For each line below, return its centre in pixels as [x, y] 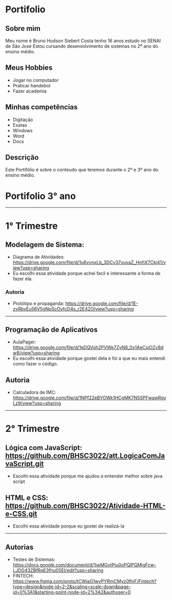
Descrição [22, 158]
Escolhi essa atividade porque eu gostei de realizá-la [68, 526]
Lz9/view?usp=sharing [37, 403]
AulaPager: [24, 342]
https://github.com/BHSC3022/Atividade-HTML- [85, 506]
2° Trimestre [33, 429]
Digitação [23, 120]
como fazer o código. [35, 364]
